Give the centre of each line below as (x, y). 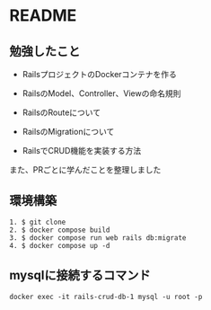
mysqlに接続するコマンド (80, 275)
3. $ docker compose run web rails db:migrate (98, 238)
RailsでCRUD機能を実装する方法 (82, 151)
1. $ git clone (38, 222)
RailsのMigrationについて (68, 132)
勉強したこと (45, 51)
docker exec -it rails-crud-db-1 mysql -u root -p (106, 297)
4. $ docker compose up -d (60, 245)
